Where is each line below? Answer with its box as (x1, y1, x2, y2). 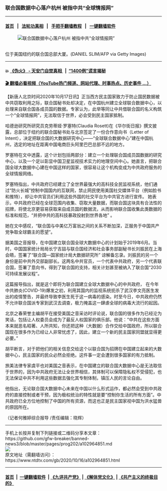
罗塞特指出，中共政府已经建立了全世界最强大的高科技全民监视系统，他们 (5, 181, 153, 187)
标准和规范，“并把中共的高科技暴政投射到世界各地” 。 (5, 212, 115, 218)
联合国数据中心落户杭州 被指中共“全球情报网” (5, 4, 114, 11)
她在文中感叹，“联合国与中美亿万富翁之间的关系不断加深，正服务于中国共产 (5, 223, 160, 229)
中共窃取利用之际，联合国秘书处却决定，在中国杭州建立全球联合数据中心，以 (5, 100, 162, 106)
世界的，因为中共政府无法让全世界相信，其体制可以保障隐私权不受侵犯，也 (9, 369, 162, 375)
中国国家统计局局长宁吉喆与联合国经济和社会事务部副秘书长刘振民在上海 (13, 246, 162, 252)
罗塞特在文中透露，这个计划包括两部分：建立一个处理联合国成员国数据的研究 (5, 152, 162, 158)
